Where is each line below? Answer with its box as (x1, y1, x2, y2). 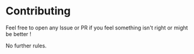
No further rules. (5, 42, 47, 49)
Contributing (5, 4, 71, 18)
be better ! (5, 30, 31, 37)
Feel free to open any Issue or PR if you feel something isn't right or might (5, 24, 189, 31)
